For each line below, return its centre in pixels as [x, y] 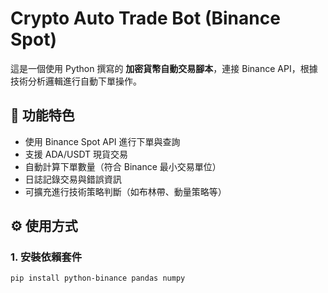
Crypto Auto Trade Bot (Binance [145, 18]
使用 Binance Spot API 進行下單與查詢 [102, 141]
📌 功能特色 [42, 115]
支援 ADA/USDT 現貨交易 [76, 154]
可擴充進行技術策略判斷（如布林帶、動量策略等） [125, 191]
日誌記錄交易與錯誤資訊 [73, 179]
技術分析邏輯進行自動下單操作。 [76, 81]
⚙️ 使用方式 [44, 226]
